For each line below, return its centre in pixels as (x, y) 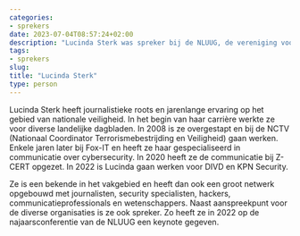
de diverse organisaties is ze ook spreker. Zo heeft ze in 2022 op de (134, 212)
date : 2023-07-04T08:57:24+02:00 (71, 34)
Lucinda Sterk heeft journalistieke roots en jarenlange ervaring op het (137, 109)
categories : (31, 17)
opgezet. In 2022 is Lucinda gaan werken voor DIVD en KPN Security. (160, 166)
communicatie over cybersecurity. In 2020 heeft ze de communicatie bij (142, 156)
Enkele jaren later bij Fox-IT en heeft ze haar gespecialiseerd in (125, 147)
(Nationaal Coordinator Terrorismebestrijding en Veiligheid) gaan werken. (144, 138)
